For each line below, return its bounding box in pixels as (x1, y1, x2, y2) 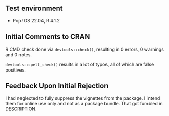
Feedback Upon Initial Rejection (5, 82, 109, 90)
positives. (5, 66, 26, 73)
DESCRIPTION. (5, 106, 37, 112)
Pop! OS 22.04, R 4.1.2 (12, 17, 60, 24)
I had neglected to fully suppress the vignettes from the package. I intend (5, 95, 160, 101)
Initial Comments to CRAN (5, 33, 90, 41)
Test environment (5, 4, 63, 13)
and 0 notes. (5, 51, 32, 58)
